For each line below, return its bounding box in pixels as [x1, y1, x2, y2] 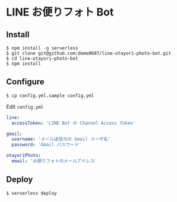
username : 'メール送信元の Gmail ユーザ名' [11, 136, 111, 143]
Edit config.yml [6, 103, 44, 110]
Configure [6, 77, 45, 87]
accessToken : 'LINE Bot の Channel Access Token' [11, 120, 136, 126]
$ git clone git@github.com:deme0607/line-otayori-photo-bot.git [6, 50, 171, 56]
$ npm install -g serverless [6, 45, 78, 51]
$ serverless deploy [6, 190, 58, 196]
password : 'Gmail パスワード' [11, 142, 82, 148]
